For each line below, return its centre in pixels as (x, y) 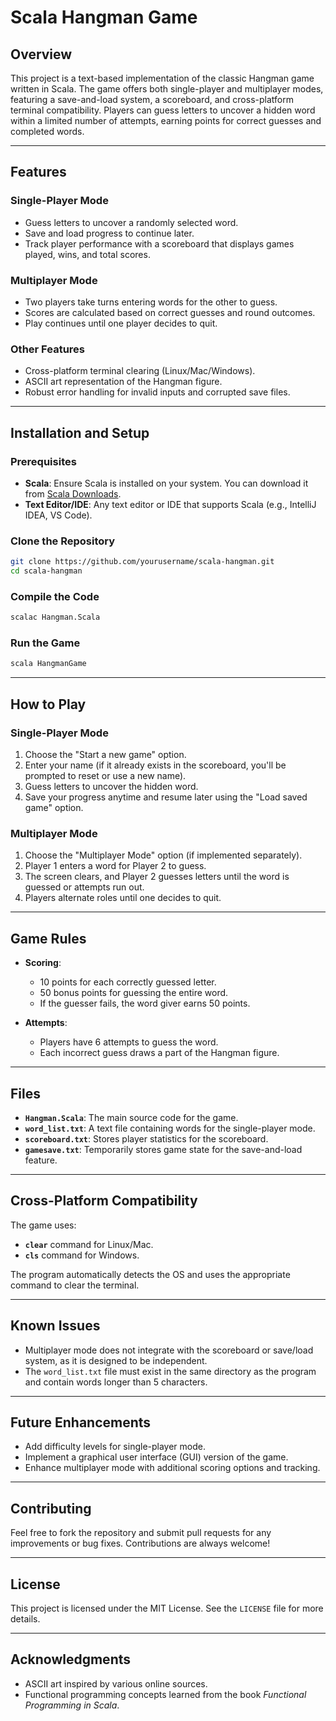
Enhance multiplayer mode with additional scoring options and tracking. (172, 1468)
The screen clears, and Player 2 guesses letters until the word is (157, 877)
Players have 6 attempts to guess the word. (129, 1042)
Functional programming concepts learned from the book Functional (165, 1694)
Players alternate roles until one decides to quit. (123, 898)
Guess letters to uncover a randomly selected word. (131, 222)
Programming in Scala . (72, 1705)
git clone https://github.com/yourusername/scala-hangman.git (142, 562)
